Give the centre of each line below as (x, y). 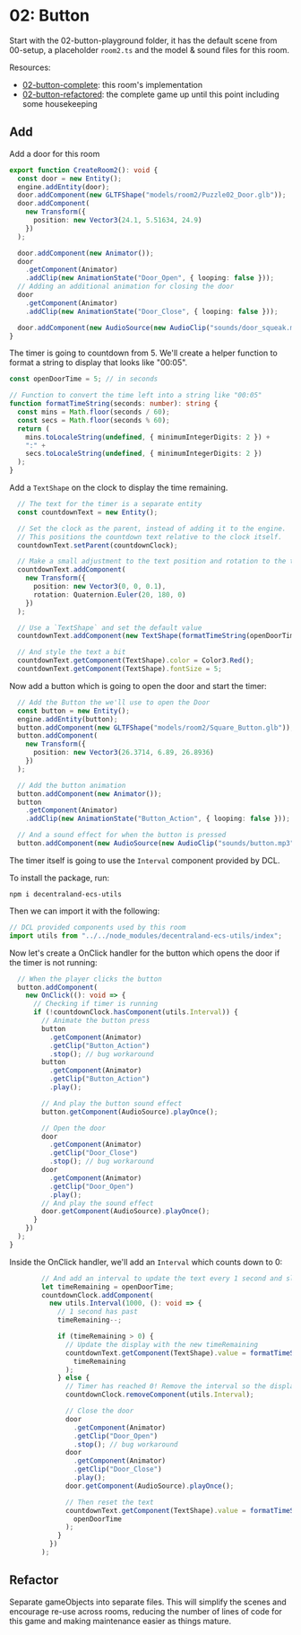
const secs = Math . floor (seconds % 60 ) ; (94, 420)
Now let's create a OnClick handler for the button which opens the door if (145, 953)
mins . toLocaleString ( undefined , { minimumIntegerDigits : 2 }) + (148, 437)
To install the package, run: (60, 878)
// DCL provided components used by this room (98, 927)
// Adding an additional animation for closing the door (126, 287)
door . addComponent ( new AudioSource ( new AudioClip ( (114, 328)
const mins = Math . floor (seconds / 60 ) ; (94, 412)
